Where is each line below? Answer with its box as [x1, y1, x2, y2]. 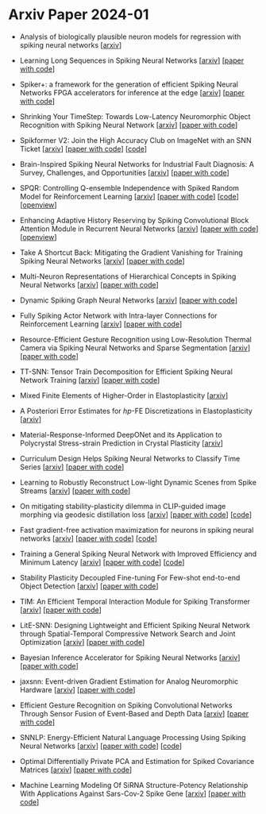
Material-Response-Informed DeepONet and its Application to [19, 430, 222, 439]
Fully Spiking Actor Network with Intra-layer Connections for [19, 311, 218, 320]
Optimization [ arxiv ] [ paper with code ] [19, 637, 145, 646]
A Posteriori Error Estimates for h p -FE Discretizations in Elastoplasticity [19, 406, 253, 415]
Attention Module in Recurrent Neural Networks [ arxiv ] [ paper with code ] [19, 224, 259, 233]
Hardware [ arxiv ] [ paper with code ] [19, 685, 136, 694]
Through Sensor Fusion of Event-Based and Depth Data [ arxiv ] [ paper [19, 708, 249, 718]
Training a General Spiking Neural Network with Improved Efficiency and [19, 549, 257, 558]
